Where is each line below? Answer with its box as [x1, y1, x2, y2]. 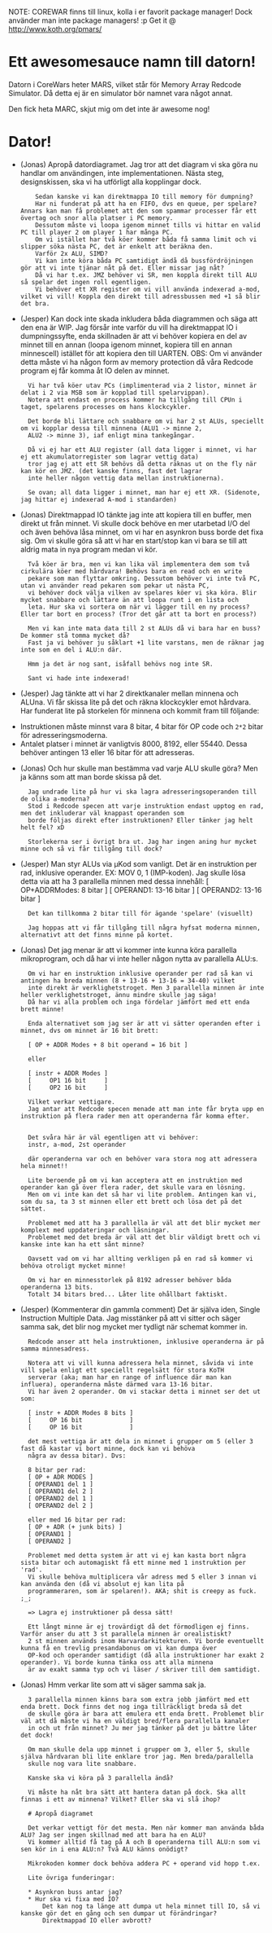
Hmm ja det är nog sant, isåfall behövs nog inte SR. [28, 660, 214, 668]
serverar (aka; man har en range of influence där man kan [28, 1373, 232, 1382]
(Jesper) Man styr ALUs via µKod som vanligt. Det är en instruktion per [19, 859, 257, 868]
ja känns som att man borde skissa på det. [19, 771, 162, 781]
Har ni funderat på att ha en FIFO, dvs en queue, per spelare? [35, 200, 257, 208]
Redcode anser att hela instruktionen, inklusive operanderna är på [28, 1338, 265, 1346]
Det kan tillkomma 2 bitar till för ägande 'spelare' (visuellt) [28, 909, 253, 917]
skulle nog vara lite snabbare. [28, 1759, 137, 1768]
